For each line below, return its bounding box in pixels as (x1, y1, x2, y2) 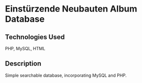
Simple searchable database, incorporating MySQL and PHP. (5, 72, 127, 78)
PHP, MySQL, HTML (5, 46, 45, 51)
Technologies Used (5, 33, 65, 41)
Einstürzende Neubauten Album (5, 3, 138, 14)
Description (5, 59, 41, 68)
